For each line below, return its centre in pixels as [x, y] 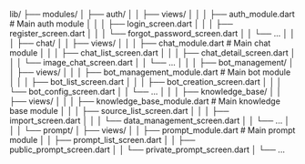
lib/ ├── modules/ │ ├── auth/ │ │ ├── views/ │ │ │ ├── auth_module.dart [152, 14]
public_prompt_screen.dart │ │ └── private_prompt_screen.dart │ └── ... [147, 149]
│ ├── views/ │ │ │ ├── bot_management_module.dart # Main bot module [150, 72]
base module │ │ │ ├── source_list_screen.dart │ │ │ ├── [119, 111]
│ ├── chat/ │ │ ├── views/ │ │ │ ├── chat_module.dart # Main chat [140, 43]
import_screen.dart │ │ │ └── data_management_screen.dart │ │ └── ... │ [150, 120]
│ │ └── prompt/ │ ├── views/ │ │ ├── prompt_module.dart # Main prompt [152, 130]
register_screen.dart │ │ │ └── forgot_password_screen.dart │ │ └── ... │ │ [152, 33]
